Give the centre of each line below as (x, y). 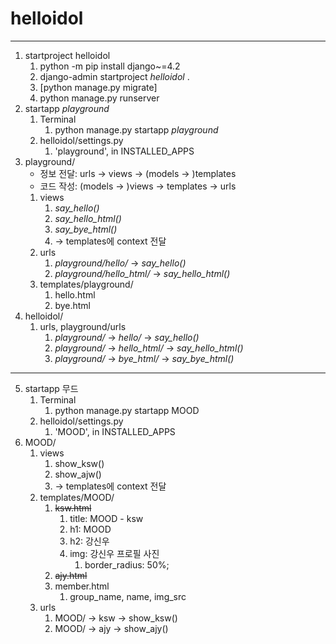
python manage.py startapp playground (136, 129)
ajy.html (71, 575)
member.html (82, 586)
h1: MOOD (90, 529)
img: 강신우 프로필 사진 (114, 553)
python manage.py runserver (99, 98)
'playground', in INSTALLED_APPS (124, 151)
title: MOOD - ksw (106, 518)
